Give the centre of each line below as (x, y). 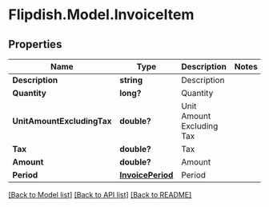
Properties (35, 44)
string (131, 80)
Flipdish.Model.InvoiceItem (101, 15)
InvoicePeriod (147, 175)
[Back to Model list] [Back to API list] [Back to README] (100, 195)
